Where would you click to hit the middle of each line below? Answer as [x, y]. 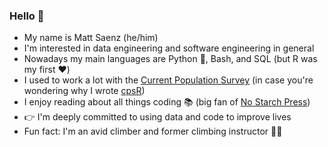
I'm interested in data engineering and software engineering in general [169, 48]
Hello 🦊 [27, 16]
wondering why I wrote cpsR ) [84, 91]
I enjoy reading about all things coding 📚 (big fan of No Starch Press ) [167, 102]
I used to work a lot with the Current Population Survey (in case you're [168, 80]
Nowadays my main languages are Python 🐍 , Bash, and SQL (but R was [170, 59]
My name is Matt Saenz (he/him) [91, 38]
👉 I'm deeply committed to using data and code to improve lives [157, 117]
